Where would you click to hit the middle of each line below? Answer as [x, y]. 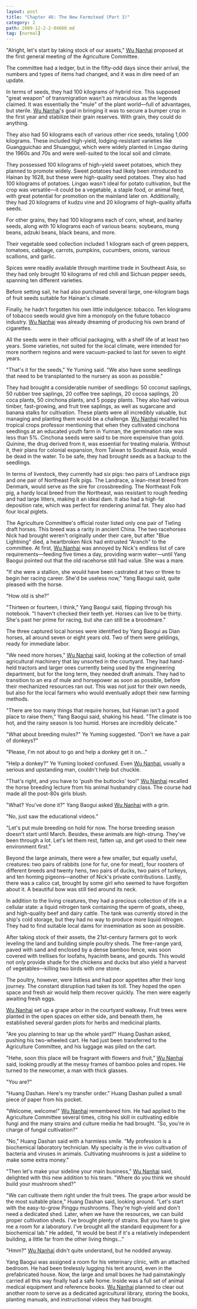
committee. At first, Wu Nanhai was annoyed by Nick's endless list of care [96, 548]
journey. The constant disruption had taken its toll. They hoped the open [94, 986]
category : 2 [21, 22]
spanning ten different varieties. [45, 280]
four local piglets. [27, 512]
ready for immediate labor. [38, 644]
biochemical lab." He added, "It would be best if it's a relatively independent [98, 1233]
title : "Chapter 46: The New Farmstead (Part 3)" [68, 17]
